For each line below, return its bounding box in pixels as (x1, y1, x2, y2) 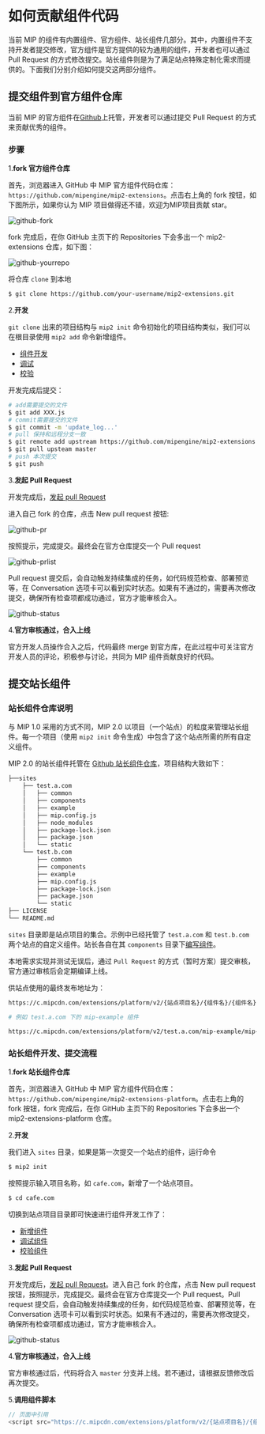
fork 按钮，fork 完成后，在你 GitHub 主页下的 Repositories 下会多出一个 (8, 1103, 241, 1113)
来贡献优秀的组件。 (8, 122, 71, 131)
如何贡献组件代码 (8, 7, 120, 25)
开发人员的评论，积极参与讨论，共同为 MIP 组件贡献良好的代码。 (8, 652, 218, 661)
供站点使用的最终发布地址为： (8, 982, 105, 993)
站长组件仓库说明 (8, 703, 73, 714)
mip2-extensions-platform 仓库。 (8, 1113, 117, 1123)
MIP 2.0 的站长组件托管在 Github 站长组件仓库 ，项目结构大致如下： (8, 759, 226, 768)
